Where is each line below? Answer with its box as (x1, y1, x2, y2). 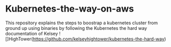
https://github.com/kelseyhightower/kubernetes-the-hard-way (32, 36, 165, 42)
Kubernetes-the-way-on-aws (5, 3, 134, 15)
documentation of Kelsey (5, 30, 58, 36)
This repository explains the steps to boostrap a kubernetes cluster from (5, 20, 158, 26)
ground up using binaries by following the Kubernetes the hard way (5, 25, 147, 31)
